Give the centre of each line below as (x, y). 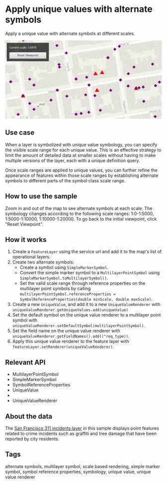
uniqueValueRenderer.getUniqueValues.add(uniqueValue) (70, 310)
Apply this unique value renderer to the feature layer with (71, 341)
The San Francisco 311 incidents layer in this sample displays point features (82, 428)
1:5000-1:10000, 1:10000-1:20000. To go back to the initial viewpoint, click (81, 219)
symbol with (25, 320)
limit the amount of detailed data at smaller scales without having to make (81, 155)
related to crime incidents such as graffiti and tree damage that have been (81, 434)
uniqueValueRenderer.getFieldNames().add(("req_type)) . (71, 336)
